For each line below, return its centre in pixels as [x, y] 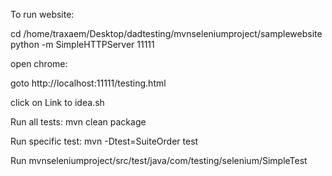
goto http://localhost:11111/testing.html [88, 83]
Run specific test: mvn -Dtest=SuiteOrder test [104, 141]
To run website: [42, 14]
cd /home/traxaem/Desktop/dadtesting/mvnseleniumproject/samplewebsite [166, 33]
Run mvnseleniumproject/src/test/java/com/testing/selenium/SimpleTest [159, 160]
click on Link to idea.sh [57, 102]
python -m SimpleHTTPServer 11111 [82, 44]
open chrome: [39, 63]
